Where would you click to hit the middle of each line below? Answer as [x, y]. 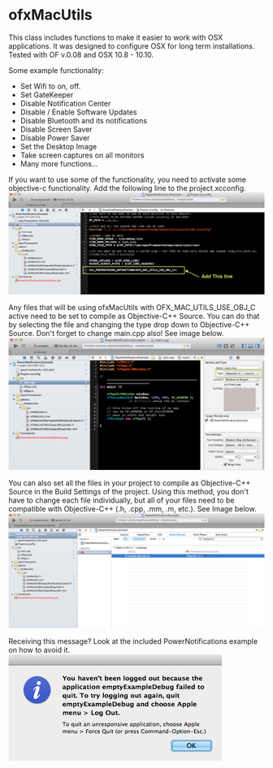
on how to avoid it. [39, 649]
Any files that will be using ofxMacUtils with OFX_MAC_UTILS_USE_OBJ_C [132, 308]
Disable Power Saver [55, 138]
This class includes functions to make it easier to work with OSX [116, 37]
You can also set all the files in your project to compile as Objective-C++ [130, 483]
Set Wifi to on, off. [50, 86]
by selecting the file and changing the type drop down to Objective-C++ [129, 325]
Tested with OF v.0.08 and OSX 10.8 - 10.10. [81, 54]
